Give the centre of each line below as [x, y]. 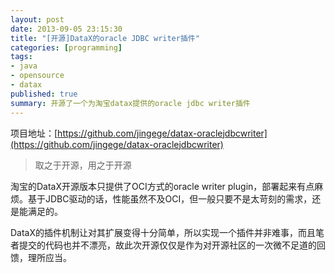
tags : [21, 57]
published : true [44, 94]
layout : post [37, 19]
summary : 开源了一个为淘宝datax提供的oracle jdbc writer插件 [130, 103]
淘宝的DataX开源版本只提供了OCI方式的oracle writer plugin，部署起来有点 [162, 186]
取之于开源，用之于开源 [83, 165]
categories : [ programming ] [66, 47]
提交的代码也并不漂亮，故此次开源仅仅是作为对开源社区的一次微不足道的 [167, 245]
